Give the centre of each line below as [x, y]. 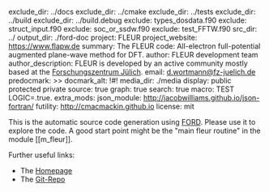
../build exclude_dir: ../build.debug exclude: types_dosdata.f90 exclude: [128, 20]
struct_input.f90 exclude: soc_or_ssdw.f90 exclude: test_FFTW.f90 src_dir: [133, 29]
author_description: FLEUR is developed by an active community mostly [128, 63]
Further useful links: [42, 155]
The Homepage [46, 171]
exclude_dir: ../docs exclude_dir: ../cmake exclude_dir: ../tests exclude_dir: [132, 12]
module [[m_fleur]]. [41, 139]
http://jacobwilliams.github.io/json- [201, 98]
